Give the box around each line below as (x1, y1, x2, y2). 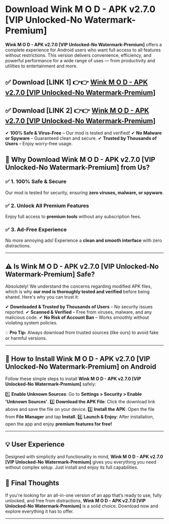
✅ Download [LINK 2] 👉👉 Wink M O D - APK (5, 106, 149, 115)
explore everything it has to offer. (5, 508, 74, 514)
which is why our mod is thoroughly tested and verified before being (5, 289, 150, 295)
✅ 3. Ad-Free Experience (5, 226, 67, 233)
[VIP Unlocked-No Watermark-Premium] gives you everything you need (5, 459, 157, 465)
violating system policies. (5, 320, 58, 326)
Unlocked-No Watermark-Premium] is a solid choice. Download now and (5, 503, 158, 509)
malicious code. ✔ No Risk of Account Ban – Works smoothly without (5, 314, 149, 320)
